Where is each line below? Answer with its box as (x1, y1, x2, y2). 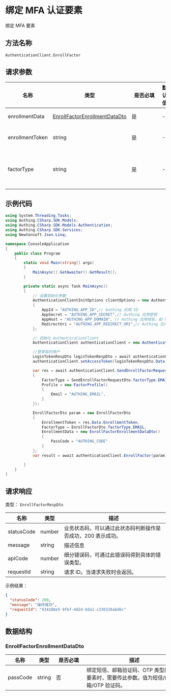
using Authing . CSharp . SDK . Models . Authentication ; (5, 222, 113, 228)
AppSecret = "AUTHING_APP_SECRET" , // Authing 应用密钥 (41, 312, 158, 317)
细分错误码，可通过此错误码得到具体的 (64, 551, 156, 559)
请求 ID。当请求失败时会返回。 (64, 569, 137, 576)
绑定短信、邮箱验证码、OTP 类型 (86, 666, 164, 674)
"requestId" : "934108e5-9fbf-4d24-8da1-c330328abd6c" (10, 607, 126, 612)
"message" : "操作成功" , (10, 602, 58, 607)
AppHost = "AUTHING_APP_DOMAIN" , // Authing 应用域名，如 (41, 317, 163, 322)
